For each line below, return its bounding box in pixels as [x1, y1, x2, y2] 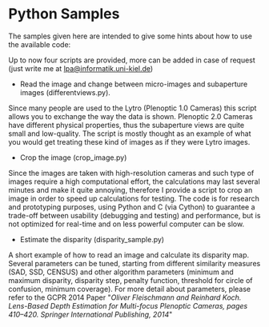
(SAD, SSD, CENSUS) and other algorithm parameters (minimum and [8, 267, 234, 277]
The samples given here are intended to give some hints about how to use [8, 31, 253, 41]
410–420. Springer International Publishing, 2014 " [8, 309, 173, 319]
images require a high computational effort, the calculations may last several [8, 177, 260, 186]
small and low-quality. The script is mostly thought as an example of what [8, 129, 251, 138]
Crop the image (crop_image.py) [19, 153, 127, 162]
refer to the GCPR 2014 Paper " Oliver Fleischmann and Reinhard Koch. [8, 293, 242, 302]
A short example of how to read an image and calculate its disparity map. [8, 249, 250, 260]
